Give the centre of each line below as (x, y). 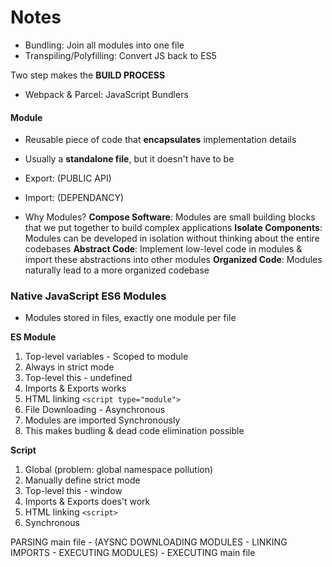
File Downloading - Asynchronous (95, 410)
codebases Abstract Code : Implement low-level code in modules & (163, 249)
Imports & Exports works (75, 388)
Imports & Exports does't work (87, 502)
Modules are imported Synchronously (102, 420)
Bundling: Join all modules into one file (104, 45)
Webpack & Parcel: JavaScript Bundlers (106, 94)
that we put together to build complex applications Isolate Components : (173, 228)
